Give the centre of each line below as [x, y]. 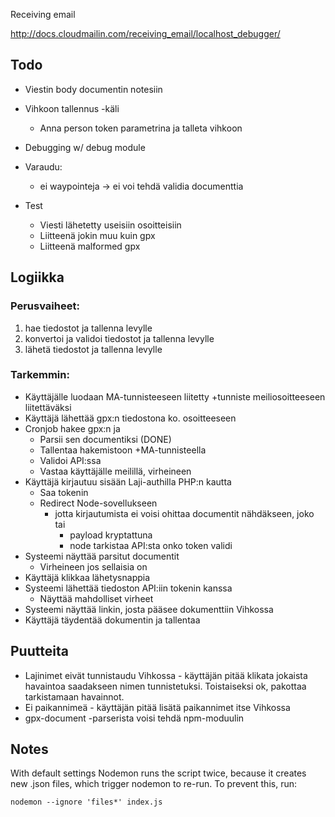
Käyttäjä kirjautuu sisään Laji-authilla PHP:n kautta [128, 481]
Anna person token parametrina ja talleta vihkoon [141, 128]
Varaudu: [43, 166]
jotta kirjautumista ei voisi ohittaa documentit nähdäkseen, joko [184, 513]
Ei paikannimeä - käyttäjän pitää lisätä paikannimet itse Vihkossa [157, 707]
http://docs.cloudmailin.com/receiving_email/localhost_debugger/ [145, 33]
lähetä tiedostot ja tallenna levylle [93, 349]
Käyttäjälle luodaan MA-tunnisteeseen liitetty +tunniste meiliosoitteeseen [175, 396]
